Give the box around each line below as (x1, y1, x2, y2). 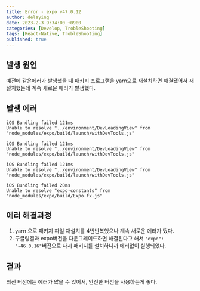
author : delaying (6, 14, 50, 20)
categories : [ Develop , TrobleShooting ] (6, 25, 106, 32)
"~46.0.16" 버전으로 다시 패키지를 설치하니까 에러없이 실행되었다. (14, 242, 167, 249)
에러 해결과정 (6, 210, 52, 221)
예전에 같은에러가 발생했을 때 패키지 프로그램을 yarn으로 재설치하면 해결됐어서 (6, 77, 188, 84)
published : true (6, 36, 47, 42)
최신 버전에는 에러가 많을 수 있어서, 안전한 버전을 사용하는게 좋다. (6, 278, 158, 286)
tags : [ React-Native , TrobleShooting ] (6, 31, 103, 37)
